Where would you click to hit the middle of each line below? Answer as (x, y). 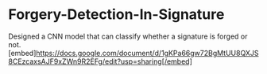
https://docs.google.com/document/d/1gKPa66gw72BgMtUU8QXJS (147, 53)
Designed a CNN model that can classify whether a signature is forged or (128, 36)
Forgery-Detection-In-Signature (116, 15)
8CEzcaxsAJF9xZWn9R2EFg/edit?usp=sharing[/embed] (101, 61)
